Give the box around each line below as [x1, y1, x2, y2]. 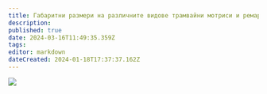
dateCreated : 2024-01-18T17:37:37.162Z [8, 56, 141, 64]
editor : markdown [8, 48, 66, 56]
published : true [8, 26, 62, 34]
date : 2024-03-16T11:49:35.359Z [8, 33, 115, 42]
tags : [8, 41, 26, 49]
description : [8, 19, 52, 27]
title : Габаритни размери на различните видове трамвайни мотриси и [8, 11, 240, 20]
